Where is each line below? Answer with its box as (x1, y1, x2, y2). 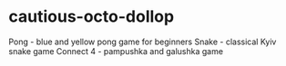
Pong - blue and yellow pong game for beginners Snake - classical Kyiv (8, 36, 277, 47)
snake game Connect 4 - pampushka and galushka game (8, 45, 224, 56)
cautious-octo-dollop (8, 6, 175, 27)
